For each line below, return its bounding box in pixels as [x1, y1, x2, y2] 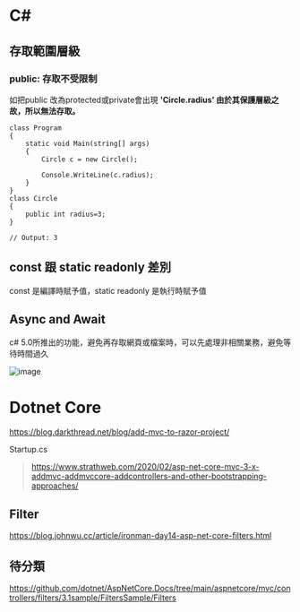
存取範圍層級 [9, 43, 81, 58]
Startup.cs [9, 444, 47, 455]
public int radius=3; [25, 210, 106, 219]
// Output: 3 [9, 233, 58, 242]
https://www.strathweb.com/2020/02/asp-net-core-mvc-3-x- [30, 461, 260, 472]
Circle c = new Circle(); [41, 154, 139, 164]
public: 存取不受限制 [9, 73, 98, 85]
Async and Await [9, 312, 106, 327]
